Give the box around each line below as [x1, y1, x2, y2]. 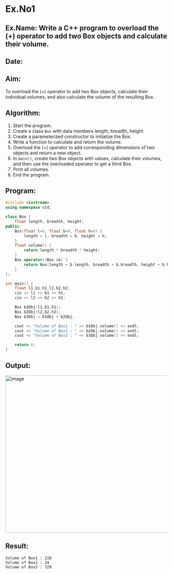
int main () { [5, 281, 33, 286]
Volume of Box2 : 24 [5, 560, 50, 565]
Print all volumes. [12, 166, 50, 172]
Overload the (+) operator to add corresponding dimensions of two [12, 144, 155, 150]
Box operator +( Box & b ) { [14, 257, 68, 263]
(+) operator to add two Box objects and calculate [5, 31, 167, 40]
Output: [5, 361, 31, 370]
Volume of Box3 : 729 [5, 564, 52, 569]
